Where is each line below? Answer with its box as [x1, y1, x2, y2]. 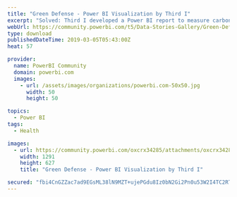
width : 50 [25, 89, 55, 96]
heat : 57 [7, 43, 33, 50]
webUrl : [7, 23, 30, 30]
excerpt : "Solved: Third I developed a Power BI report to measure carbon [7, 17, 232, 24]
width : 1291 [20, 153, 55, 160]
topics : [7, 108, 30, 115]
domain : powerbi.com [13, 68, 74, 76]
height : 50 [25, 95, 59, 102]
